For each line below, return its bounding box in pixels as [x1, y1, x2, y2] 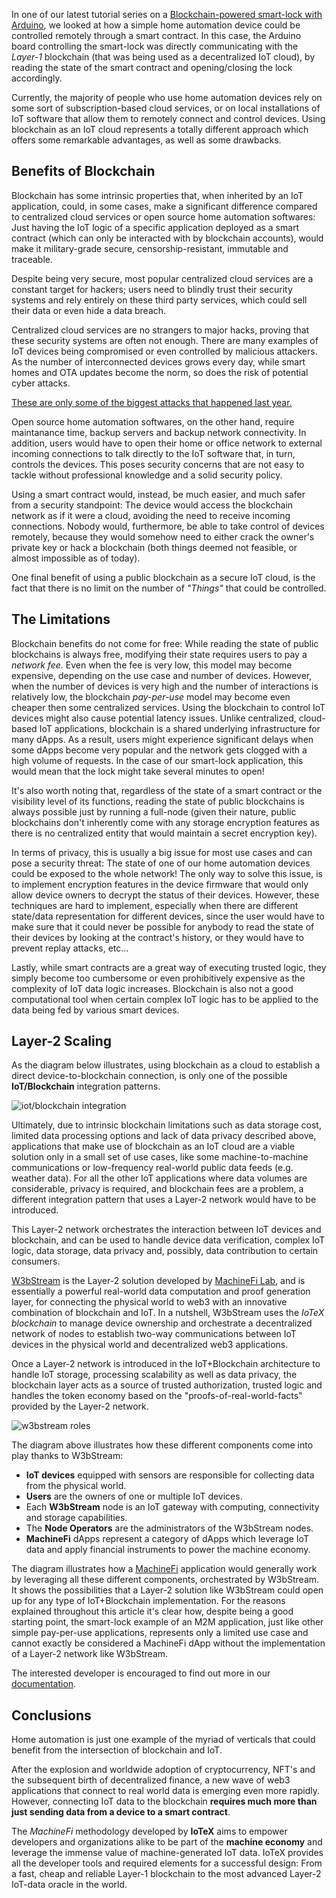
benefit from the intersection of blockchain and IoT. [11, 1744, 223, 1756]
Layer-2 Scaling [11, 1033, 113, 1050]
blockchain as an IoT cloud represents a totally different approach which [11, 124, 309, 135]
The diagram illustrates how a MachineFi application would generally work [11, 1563, 318, 1575]
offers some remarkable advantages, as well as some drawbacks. [11, 134, 282, 146]
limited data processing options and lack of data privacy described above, [11, 1130, 317, 1142]
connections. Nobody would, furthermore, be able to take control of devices [11, 520, 325, 532]
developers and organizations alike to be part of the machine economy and [11, 1836, 323, 1848]
